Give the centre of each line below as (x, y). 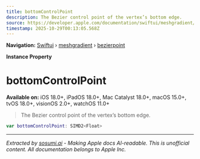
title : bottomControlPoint (40, 12)
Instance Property (29, 57)
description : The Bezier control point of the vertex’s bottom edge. (94, 17)
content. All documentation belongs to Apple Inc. (66, 149)
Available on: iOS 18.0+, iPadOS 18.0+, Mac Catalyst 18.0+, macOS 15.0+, (96, 97)
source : (16, 23)
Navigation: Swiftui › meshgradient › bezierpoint (66, 45)
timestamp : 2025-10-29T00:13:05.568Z (53, 28)
